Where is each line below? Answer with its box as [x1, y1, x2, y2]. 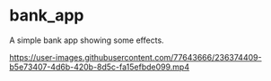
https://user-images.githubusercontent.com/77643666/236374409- [9, 52, 262, 62]
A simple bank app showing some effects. [9, 35, 164, 45]
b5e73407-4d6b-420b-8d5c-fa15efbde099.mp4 [9, 61, 190, 72]
